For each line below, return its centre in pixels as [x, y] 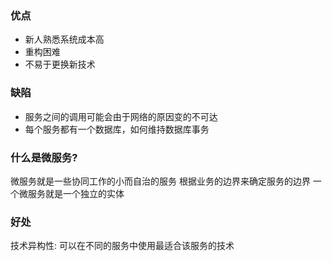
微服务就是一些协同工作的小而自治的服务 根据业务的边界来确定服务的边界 [160, 181]
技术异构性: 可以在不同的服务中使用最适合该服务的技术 [122, 246]
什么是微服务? [44, 157]
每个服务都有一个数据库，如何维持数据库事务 [117, 129]
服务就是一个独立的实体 [76, 193]
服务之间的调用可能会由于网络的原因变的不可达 [121, 116]
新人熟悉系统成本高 [64, 39]
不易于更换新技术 [60, 64]
